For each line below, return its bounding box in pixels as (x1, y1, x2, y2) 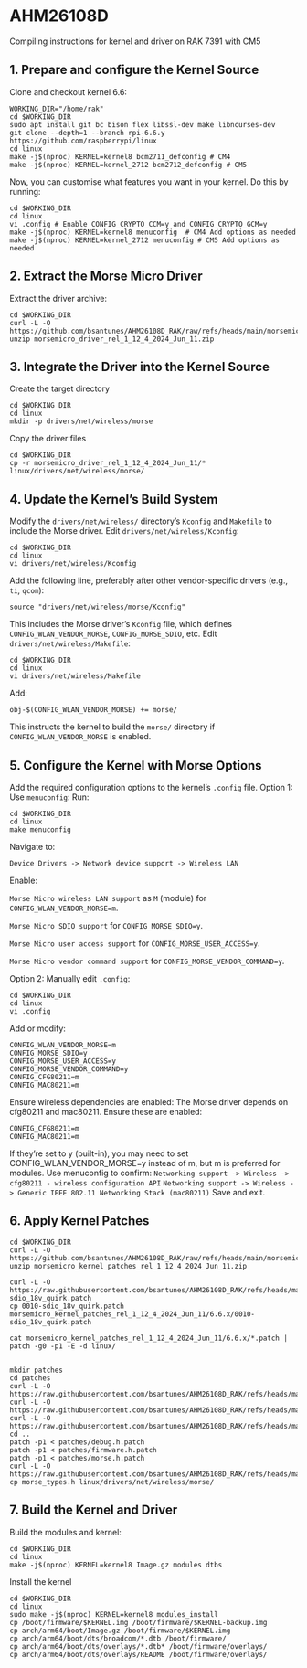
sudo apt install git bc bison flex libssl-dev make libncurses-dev (9, 120, 276, 129)
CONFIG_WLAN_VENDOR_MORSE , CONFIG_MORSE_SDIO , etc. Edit (9, 628, 217, 640)
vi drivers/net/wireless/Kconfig (9, 559, 137, 568)
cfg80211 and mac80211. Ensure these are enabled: (9, 1107, 203, 1117)
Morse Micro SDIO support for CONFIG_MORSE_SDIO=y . (9, 920, 204, 930)
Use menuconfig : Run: (9, 792, 90, 802)
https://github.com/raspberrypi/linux (9, 136, 157, 145)
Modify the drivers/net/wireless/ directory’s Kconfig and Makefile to (9, 515, 272, 526)
